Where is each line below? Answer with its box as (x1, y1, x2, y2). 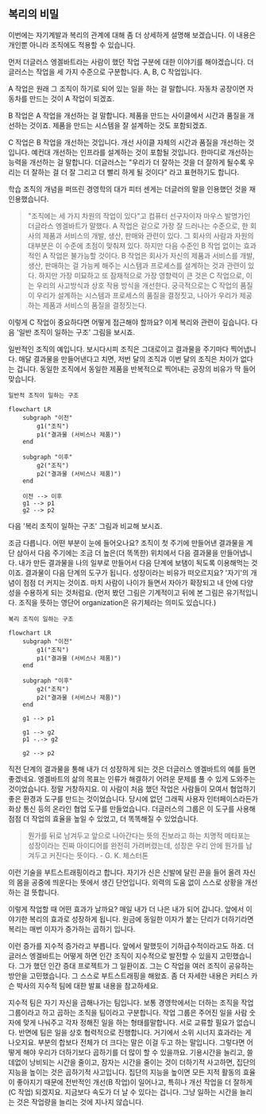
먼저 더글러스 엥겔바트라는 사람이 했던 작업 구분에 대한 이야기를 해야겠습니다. (8, 56, 246, 66)
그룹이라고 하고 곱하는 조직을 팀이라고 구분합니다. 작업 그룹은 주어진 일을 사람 (8, 1007, 248, 1017)
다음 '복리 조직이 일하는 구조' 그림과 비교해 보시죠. (8, 521, 163, 530)
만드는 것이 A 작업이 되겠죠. (29, 94, 115, 103)
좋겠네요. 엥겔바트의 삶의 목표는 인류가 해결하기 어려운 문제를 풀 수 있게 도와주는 (8, 774, 256, 783)
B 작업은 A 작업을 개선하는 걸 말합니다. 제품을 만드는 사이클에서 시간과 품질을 (8, 111, 246, 120)
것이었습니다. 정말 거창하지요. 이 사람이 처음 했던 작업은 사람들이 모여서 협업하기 (8, 784, 256, 794)
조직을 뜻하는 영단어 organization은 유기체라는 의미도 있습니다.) (18, 597, 217, 607)
